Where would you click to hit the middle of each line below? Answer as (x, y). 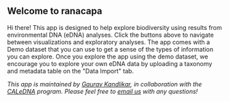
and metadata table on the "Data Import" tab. (71, 71)
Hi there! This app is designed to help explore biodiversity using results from (114, 27)
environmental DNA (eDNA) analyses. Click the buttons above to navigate (110, 35)
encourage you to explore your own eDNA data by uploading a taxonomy (110, 63)
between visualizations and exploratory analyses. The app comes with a (109, 42)
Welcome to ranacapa (55, 11)
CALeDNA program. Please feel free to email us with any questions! (103, 91)
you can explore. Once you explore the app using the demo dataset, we (108, 56)
